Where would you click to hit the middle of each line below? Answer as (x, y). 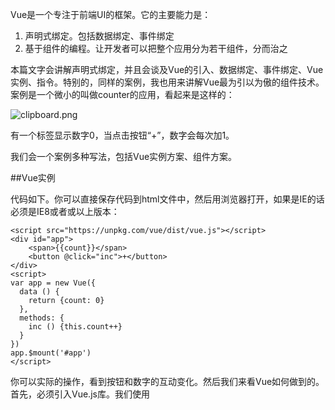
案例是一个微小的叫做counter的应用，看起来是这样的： (122, 94)
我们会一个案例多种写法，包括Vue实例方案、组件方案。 (124, 156)
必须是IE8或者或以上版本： (65, 211)
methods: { (42, 318)
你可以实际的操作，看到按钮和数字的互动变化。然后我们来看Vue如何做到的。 (167, 381)
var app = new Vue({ (53, 283)
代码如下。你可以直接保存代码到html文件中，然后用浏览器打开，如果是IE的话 (167, 199)
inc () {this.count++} (75, 327)
